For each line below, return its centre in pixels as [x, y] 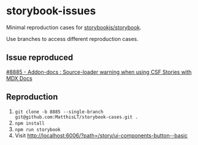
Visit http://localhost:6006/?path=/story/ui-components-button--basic [101, 135]
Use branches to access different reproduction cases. [72, 39]
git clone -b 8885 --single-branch [59, 112]
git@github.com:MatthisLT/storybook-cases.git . [76, 117]
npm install [30, 123]
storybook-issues [51, 11]
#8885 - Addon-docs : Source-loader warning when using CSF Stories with [99, 72]
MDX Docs [19, 78]
